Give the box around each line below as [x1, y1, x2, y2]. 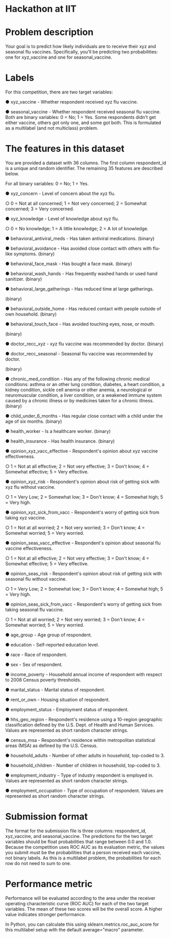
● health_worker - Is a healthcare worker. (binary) [5, 428, 111, 434]
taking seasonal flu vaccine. [5, 607, 64, 613]
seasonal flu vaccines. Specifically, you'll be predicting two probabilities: [5, 49, 158, 55]
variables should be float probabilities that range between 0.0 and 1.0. [5, 838, 152, 845]
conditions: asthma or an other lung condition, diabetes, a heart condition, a [5, 381, 165, 387]
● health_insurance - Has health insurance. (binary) [5, 438, 115, 444]
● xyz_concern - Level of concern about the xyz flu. [5, 190, 116, 197]
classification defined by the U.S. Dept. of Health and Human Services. [5, 722, 154, 728]
